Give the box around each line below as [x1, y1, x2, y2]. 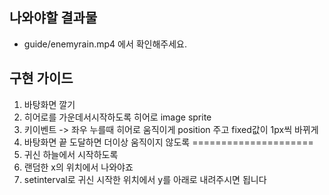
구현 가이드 [9, 70, 74, 87]
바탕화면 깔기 [23, 98, 76, 110]
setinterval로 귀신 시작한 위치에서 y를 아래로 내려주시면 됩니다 [23, 173, 267, 185]
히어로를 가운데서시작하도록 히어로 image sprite [23, 111, 212, 123]
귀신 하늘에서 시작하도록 [23, 148, 119, 160]
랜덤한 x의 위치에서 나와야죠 [23, 161, 134, 173]
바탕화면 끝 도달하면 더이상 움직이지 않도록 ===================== [23, 136, 314, 148]
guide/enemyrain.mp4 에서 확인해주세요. [23, 38, 188, 50]
